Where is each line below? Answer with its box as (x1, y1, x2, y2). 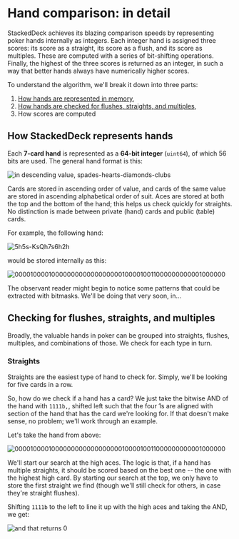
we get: (7, 510, 30, 518)
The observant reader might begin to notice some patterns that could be (7, 283, 220, 292)
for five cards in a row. (7, 380, 73, 388)
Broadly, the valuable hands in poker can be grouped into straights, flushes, (7, 331, 230, 340)
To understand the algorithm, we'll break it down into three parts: (7, 80, 198, 89)
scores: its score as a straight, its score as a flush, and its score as (7, 44, 203, 52)
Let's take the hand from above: (7, 430, 101, 439)
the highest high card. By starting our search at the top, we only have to (7, 473, 218, 482)
